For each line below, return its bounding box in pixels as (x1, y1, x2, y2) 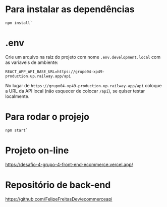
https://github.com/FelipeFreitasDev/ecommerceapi (5, 196, 113, 202)
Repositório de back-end (5, 179, 111, 191)
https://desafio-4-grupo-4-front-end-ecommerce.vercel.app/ (5, 161, 134, 167)
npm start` (5, 128, 28, 133)
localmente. (5, 93, 30, 99)
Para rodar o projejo (5, 111, 90, 123)
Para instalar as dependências (5, 4, 135, 15)
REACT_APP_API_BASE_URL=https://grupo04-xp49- (5, 69, 105, 74)
